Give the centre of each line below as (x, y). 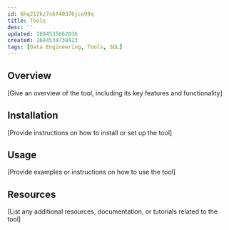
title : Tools (27, 21)
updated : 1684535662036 (43, 34)
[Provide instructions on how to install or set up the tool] (90, 132)
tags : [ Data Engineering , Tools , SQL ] (65, 47)
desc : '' (20, 27)
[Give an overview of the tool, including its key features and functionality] (115, 93)
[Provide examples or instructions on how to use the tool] (92, 172)
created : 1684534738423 (43, 41)
